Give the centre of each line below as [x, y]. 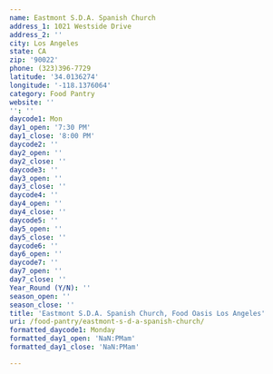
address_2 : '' [36, 34]
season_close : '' [42, 305]
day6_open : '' [36, 254]
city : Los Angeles [44, 43]
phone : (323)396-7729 [50, 69]
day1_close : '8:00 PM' [52, 136]
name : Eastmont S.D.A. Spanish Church [83, 18]
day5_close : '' [38, 237]
